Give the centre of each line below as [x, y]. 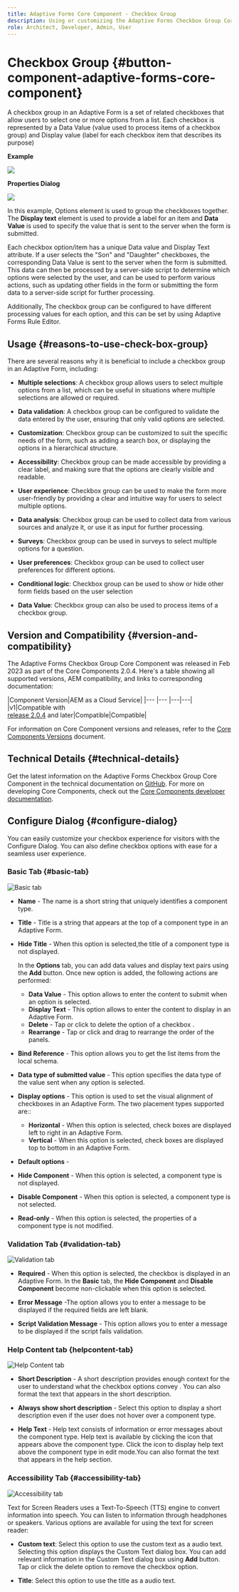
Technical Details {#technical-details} [94, 759]
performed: [34, 980]
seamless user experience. [47, 853]
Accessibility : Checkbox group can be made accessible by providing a [122, 462]
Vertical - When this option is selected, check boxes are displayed [126, 1140]
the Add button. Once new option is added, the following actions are [118, 972]
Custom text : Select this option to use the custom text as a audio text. [120, 1544]
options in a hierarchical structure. [68, 448]
